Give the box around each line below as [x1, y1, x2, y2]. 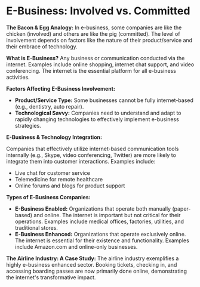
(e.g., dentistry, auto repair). [14, 103, 84, 110]
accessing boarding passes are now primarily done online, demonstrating [6, 267, 187, 274]
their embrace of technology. [6, 43, 78, 50]
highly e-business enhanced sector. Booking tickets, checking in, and [6, 261, 177, 268]
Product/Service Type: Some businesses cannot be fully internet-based [14, 97, 194, 104]
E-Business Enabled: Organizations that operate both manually [14, 205, 171, 212]
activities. [6, 73, 30, 81]
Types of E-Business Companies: [6, 193, 91, 200]
